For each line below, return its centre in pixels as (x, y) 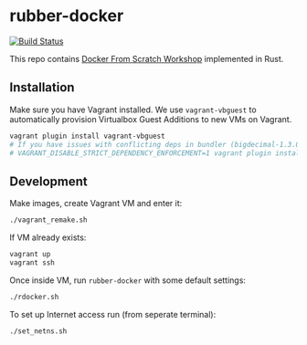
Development (49, 181)
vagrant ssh (32, 262)
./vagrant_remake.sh (49, 220)
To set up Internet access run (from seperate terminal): (113, 314)
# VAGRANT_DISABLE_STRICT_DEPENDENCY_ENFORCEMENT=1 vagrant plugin (141, 153)
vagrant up (30, 255)
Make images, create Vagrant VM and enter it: (96, 204)
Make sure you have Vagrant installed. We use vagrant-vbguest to (133, 110)
